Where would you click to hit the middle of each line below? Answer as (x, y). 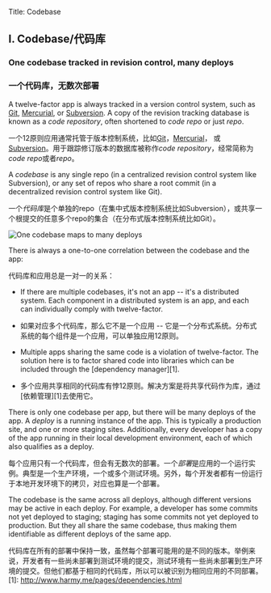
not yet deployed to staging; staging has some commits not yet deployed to (133, 516)
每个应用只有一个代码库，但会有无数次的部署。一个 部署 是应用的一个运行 (128, 463)
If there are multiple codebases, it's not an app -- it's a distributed (129, 291)
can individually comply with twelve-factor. (92, 309)
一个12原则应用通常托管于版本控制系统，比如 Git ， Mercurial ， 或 (115, 138)
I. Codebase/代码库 (57, 39)
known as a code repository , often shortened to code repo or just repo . (126, 121)
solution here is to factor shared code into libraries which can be (127, 360)
